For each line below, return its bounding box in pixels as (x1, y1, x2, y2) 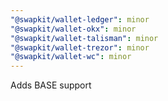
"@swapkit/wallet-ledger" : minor (10, 14, 150, 25)
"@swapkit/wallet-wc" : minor (10, 52, 132, 62)
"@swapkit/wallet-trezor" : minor (10, 42, 150, 53)
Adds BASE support (10, 79, 92, 91)
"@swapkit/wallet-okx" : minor (10, 24, 137, 34)
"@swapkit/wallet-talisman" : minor (10, 33, 159, 43)
